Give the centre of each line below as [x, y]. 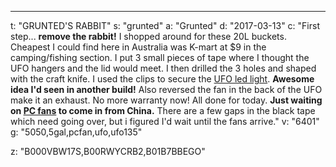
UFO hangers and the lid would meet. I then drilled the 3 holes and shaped [163, 68]
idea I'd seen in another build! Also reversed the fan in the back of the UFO [166, 89]
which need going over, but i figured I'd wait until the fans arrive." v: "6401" [165, 121]
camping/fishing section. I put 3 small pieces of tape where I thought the [160, 57]
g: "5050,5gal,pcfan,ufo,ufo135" [76, 132]
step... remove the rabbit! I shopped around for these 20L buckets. [148, 36]
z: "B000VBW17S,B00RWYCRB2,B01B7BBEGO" [108, 151]
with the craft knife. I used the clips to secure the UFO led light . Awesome [162, 79]
